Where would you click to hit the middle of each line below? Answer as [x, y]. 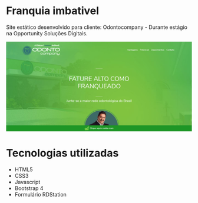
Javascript [27, 182]
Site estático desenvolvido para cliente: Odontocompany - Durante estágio [97, 27]
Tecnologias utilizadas [62, 153]
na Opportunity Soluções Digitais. [47, 33]
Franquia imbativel [52, 11]
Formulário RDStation [40, 194]
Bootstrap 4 [29, 188]
